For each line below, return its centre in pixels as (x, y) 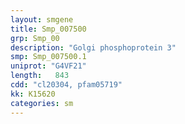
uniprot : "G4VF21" (48, 66)
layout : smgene (42, 19)
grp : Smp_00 (35, 38)
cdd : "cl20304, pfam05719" (66, 85)
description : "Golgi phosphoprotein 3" (93, 47)
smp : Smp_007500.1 (48, 57)
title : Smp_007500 (48, 29)
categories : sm (42, 103)
